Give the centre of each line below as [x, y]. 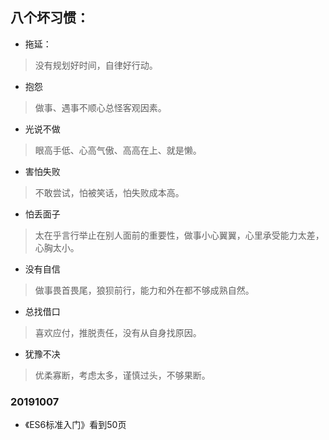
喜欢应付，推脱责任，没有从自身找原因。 [118, 332]
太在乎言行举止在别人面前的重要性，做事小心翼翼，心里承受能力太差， [179, 235]
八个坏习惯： [50, 18]
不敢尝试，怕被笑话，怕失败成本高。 [109, 192]
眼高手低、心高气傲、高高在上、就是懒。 [118, 150]
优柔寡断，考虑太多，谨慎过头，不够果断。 [122, 375]
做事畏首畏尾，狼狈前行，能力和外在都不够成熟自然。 [144, 290]
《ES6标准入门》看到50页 [75, 425]
